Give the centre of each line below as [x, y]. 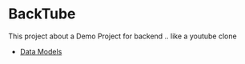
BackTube [42, 14]
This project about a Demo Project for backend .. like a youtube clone [123, 36]
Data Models [41, 51]
